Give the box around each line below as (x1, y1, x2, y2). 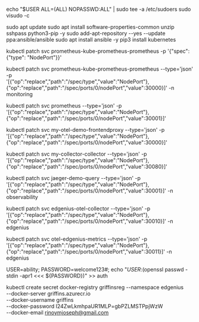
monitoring (6, 91, 33, 97)
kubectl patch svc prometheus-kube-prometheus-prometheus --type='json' (6, 65, 194, 72)
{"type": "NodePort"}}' (6, 54, 62, 61)
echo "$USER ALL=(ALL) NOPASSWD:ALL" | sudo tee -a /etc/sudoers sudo (6, 6, 191, 12)
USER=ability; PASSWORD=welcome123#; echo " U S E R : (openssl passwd (6, 266, 184, 273)
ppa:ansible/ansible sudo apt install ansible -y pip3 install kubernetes (6, 36, 176, 43)
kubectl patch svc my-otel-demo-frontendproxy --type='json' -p (6, 127, 165, 133)
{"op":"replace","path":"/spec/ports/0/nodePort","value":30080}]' (6, 163, 168, 170)
